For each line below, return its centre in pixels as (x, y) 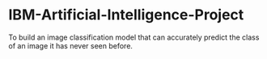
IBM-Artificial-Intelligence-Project (126, 15)
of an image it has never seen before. (71, 45)
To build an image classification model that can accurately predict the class (134, 37)
